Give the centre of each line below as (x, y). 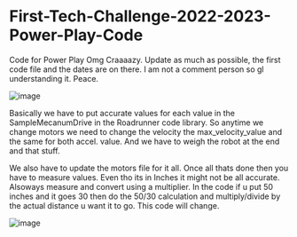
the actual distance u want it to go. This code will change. (114, 205)
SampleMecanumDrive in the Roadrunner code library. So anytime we (137, 122)
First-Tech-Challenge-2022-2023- (141, 16)
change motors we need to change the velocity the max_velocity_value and (145, 131)
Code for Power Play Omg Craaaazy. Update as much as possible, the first (145, 59)
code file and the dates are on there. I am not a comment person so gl (137, 69)
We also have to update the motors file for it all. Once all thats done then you (149, 168)
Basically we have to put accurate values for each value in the (122, 113)
